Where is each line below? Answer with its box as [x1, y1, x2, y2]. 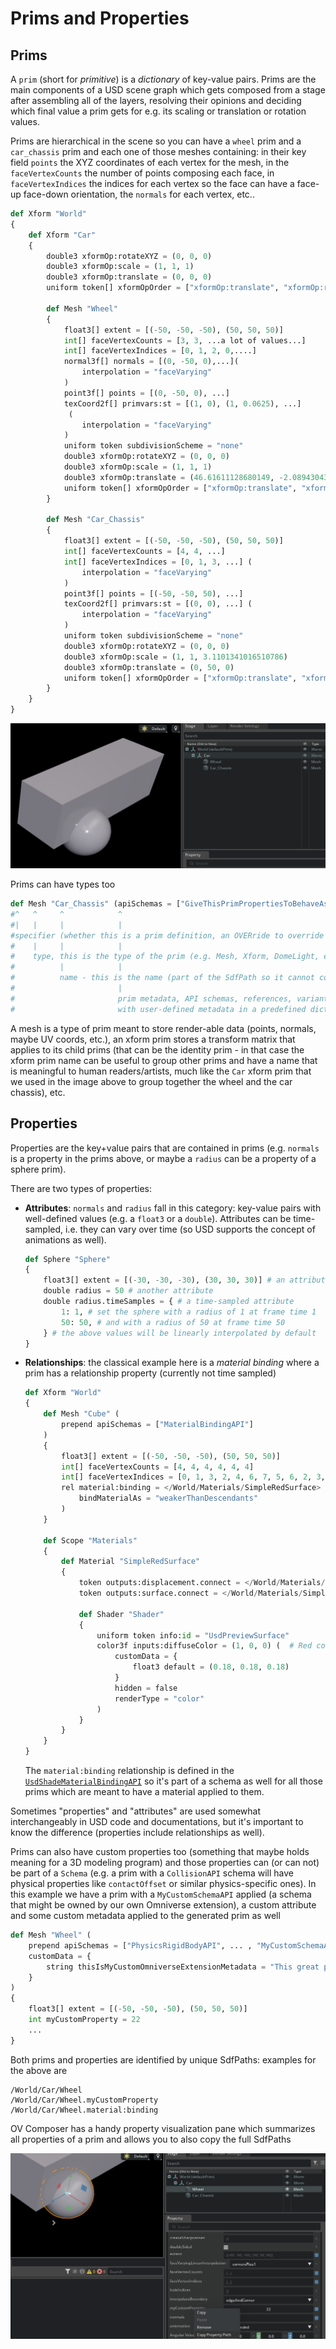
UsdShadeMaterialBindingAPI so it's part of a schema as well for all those [24, 1775, 323, 1787]
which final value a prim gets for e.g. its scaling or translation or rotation [10, 105, 307, 117]
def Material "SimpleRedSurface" [61, 1557, 201, 1567]
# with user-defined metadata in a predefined [10, 1004, 307, 1014]
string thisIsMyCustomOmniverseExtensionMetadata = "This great [46, 1962, 320, 1972]
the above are [10, 2064, 68, 2076]
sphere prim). [10, 1163, 67, 1175]
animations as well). [24, 1233, 107, 1246]
